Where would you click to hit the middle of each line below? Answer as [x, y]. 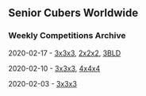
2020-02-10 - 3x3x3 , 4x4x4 [54, 68]
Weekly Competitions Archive [67, 36]
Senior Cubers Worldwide [73, 13]
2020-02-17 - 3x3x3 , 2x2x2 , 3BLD [65, 53]
